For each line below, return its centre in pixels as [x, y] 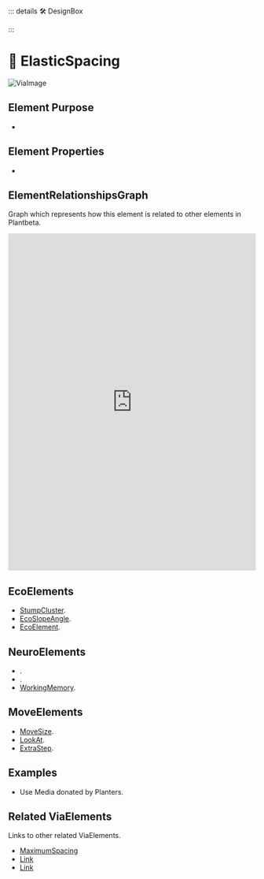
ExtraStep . [37, 748]
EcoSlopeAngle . [45, 619]
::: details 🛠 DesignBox [46, 11]
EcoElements [41, 591]
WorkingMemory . [48, 687]
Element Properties [56, 152]
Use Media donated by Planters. [71, 791]
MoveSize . [37, 731]
